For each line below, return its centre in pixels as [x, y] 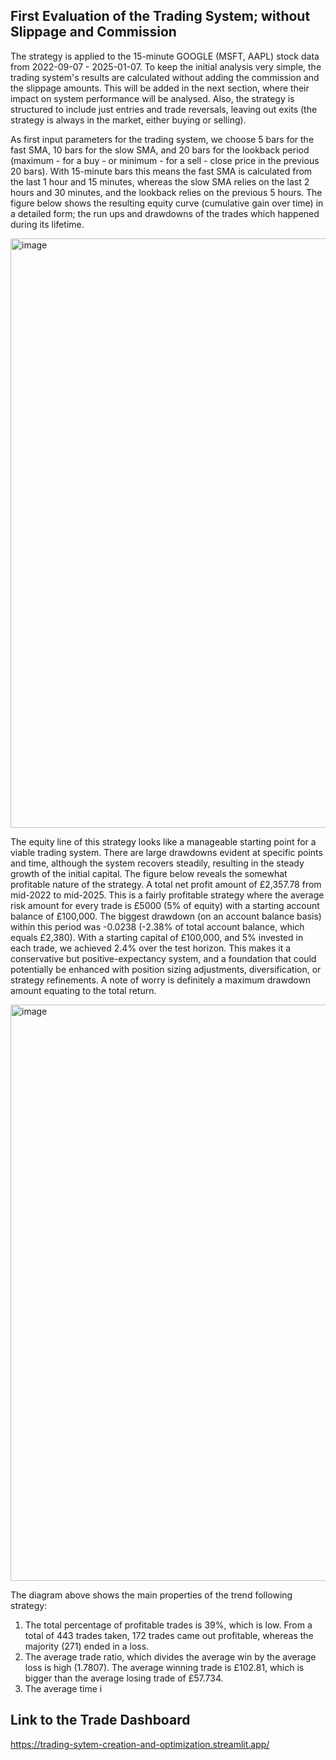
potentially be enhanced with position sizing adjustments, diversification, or [166, 969]
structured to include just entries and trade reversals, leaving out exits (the [164, 109]
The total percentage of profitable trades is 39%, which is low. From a [168, 1625]
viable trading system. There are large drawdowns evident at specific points [166, 852]
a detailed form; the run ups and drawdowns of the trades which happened [165, 213]
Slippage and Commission [93, 32]
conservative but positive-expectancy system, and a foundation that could [163, 958]
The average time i [63, 1688]
